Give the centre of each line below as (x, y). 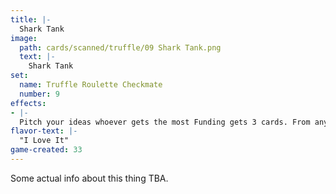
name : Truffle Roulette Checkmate (91, 85)
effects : (28, 103)
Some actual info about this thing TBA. (89, 178)
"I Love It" (44, 141)
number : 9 (39, 94)
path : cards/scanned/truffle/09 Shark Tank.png (120, 47)
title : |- (31, 19)
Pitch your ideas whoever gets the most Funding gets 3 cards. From (165, 122)
